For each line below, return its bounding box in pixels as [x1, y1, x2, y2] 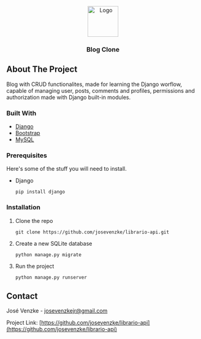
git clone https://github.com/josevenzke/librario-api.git [15, 229, 170, 235]
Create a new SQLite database [15, 240, 93, 247]
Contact [6, 291, 38, 302]
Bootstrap [15, 130, 40, 137]
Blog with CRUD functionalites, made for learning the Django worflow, [6, 80, 183, 88]
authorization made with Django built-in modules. [6, 93, 131, 101]
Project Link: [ [6, 319, 42, 327]
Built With [6, 109, 37, 117]
